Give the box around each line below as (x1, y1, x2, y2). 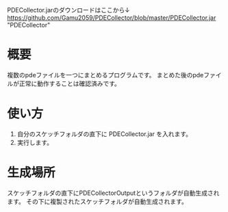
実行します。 (16, 138, 53, 146)
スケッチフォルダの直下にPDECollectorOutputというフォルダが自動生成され (7, 189, 220, 197)
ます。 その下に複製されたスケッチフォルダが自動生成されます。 (7, 197, 188, 205)
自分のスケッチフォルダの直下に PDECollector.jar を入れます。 (16, 129, 192, 138)
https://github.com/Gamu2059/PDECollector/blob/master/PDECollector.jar (7, 14, 216, 22)
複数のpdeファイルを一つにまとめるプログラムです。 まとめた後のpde (7, 70, 204, 79)
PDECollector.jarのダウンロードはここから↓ (7, 6, 130, 14)
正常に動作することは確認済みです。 (18, 79, 121, 88)
